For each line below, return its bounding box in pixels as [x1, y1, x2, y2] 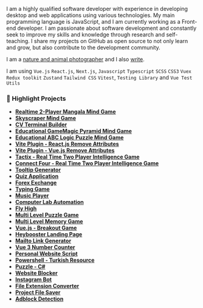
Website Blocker [15, 270, 58, 277]
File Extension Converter [15, 282, 80, 290]
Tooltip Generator [15, 166, 61, 174]
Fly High [15, 205, 37, 212]
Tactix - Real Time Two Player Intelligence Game [15, 153, 140, 160]
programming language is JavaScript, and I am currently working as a [6, 18, 181, 25]
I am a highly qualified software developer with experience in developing [6, 5, 188, 12]
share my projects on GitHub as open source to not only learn [33, 38, 188, 44]
